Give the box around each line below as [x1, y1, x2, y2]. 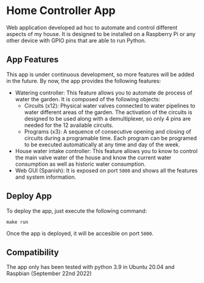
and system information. [15, 173, 77, 181]
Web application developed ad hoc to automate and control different [6, 24, 178, 31]
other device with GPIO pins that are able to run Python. [6, 37, 146, 44]
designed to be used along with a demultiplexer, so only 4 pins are [24, 115, 191, 122]
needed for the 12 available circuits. [24, 121, 114, 129]
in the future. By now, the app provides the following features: [6, 77, 161, 84]
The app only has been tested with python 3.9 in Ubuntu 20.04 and [6, 263, 175, 271]
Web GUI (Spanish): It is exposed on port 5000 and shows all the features [15, 167, 198, 174]
